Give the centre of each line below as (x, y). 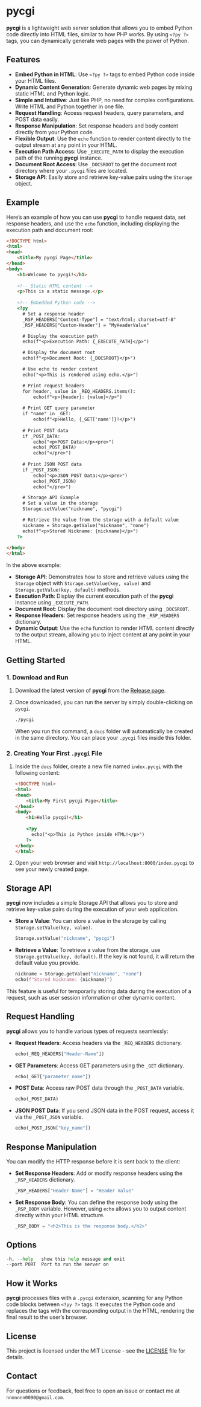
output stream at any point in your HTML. (66, 145)
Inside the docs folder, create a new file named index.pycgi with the (99, 766)
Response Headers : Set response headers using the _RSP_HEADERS (97, 615)
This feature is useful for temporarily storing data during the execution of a (99, 991)
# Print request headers (53, 386)
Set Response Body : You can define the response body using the (96, 1202)
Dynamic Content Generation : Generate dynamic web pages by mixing (104, 87)
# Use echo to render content (60, 369)
